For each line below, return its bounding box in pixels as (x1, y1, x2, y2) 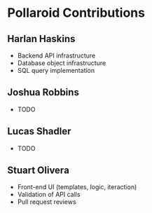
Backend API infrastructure (17, 51, 96, 60)
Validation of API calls (17, 191, 81, 199)
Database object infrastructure (17, 59, 106, 67)
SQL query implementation (17, 67, 95, 74)
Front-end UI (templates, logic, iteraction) (17, 183, 137, 191)
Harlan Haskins (7, 33, 76, 45)
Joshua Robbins (7, 86, 79, 99)
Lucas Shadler (7, 125, 71, 137)
